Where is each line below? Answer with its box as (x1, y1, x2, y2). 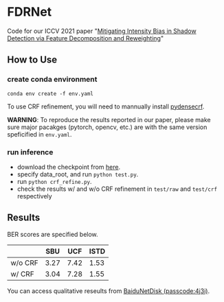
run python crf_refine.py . (16, 177, 92, 185)
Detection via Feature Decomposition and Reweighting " (7, 34, 164, 42)
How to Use (7, 54, 58, 66)
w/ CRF (10, 269, 34, 279)
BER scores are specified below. (7, 230, 98, 238)
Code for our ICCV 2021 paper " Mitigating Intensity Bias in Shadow (7, 27, 197, 35)
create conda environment (7, 75, 98, 84)
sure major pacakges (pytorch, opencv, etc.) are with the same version (7, 123, 208, 131)
